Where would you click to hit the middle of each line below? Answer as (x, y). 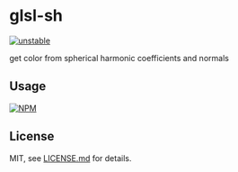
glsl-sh (36, 16)
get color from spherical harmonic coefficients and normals (119, 58)
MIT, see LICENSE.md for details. (71, 158)
